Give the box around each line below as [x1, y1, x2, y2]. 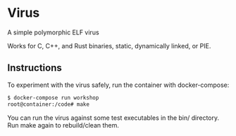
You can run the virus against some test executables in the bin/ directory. [7, 114, 220, 122]
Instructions [7, 62, 62, 74]
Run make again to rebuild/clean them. [7, 121, 120, 129]
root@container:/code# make [7, 100, 90, 108]
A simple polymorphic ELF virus [7, 28, 100, 36]
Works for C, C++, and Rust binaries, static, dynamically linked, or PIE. [7, 41, 211, 50]
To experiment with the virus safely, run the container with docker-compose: [7, 81, 230, 89]
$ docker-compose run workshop [7, 94, 99, 101]
